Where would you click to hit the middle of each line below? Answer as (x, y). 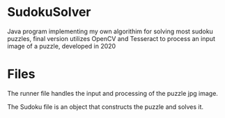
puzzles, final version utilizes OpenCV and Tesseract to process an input (111, 38)
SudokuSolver (49, 12)
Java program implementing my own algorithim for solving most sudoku (110, 31)
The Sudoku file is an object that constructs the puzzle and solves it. (106, 107)
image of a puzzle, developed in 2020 (62, 46)
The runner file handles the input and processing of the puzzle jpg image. (113, 93)
